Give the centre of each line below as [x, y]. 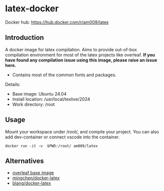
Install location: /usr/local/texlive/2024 [51, 99]
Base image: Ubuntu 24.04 [39, 94]
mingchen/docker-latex [36, 178]
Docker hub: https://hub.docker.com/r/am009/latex [57, 22]
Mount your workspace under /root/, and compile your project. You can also [82, 131]
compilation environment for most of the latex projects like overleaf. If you [80, 55]
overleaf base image [33, 173]
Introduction [25, 38]
